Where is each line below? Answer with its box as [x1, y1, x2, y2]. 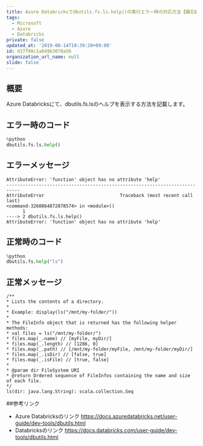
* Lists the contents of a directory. [6, 299, 104, 305]
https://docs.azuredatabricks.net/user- [80, 413, 178, 420]
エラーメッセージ [6, 160, 69, 170]
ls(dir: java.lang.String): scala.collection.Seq [6, 389, 134, 395]
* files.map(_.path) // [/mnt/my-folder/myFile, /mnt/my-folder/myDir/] [6, 346, 193, 352]
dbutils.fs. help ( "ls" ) [6, 259, 63, 265]
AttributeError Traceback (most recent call [6, 192, 193, 198]
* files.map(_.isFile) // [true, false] [6, 357, 110, 363]
